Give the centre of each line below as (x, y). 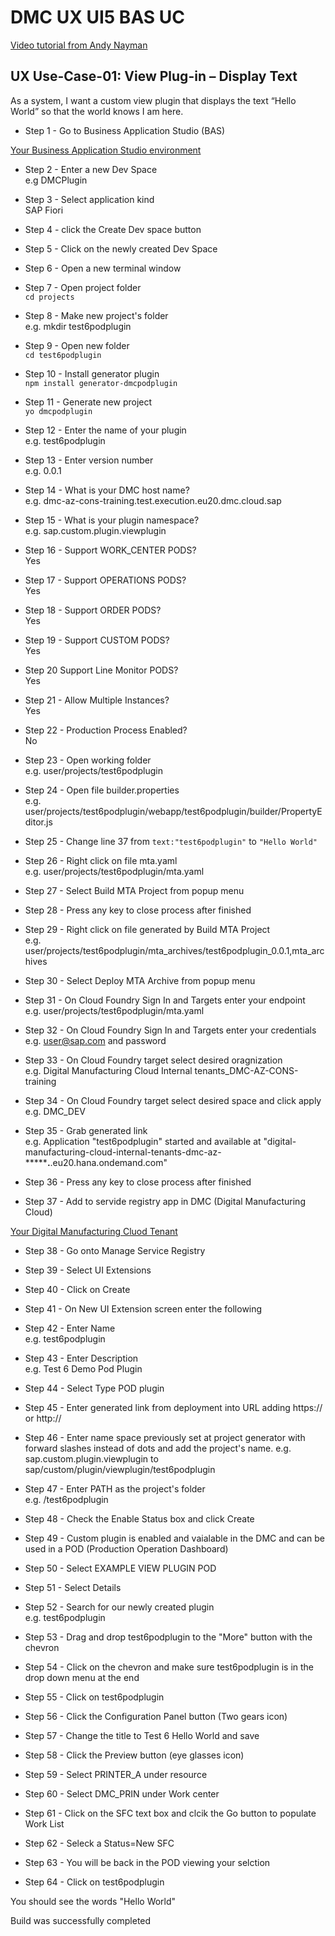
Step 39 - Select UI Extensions (88, 1270)
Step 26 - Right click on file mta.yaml (101, 860)
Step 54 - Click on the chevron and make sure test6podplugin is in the (169, 1667)
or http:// (43, 1418)
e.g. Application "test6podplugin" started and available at (143, 1141)
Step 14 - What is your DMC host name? (107, 490)
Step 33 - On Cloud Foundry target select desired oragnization (153, 1060)
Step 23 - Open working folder (88, 760)
